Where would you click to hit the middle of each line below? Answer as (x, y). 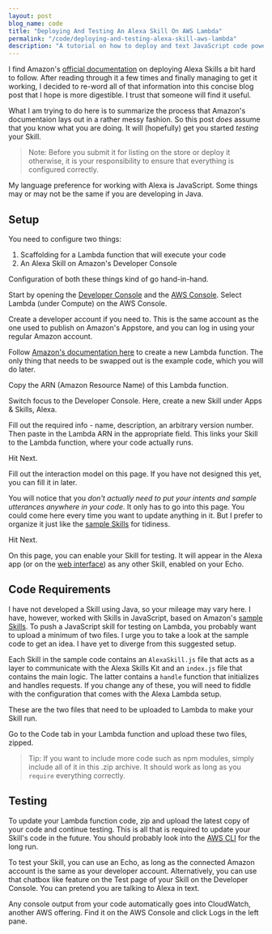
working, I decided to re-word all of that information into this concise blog (131, 87)
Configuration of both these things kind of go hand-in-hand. (108, 279)
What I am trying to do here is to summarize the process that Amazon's (127, 111)
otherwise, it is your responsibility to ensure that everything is (131, 161)
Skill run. (23, 718)
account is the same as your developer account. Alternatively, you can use (133, 871)
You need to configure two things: (65, 239)
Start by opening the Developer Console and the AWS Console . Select (125, 295)
